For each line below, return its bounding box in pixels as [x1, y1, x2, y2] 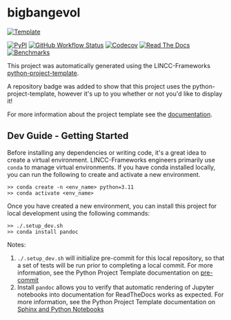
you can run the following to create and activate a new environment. [7, 170, 201, 178]
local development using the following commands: [7, 209, 150, 217]
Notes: [7, 240, 26, 248]
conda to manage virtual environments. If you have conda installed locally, [7, 163, 216, 171]
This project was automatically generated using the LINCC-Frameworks [7, 61, 211, 70]
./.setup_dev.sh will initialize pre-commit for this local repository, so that [17, 253, 225, 262]
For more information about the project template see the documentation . [7, 110, 212, 118]
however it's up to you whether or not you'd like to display [57, 89, 223, 98]
